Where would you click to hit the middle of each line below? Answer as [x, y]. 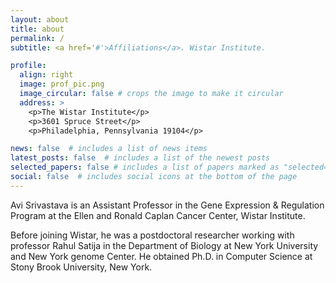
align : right [46, 75]
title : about [37, 29]
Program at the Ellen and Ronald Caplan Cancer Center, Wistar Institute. [158, 215]
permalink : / [37, 38]
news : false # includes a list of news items [109, 149]
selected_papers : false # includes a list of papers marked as [145, 167]
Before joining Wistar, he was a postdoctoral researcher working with [152, 235]
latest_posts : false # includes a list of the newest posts [140, 158]
